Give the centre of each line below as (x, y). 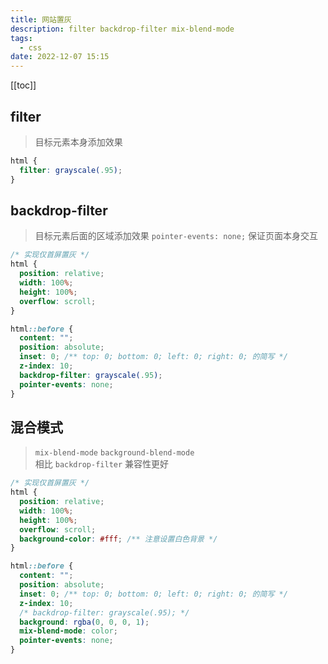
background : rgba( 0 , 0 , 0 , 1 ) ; (84, 622)
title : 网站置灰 (41, 19)
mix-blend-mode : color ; (68, 631)
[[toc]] (23, 85)
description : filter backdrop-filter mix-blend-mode (122, 29)
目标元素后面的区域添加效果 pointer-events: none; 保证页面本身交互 (176, 236)
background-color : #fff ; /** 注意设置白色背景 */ (118, 539)
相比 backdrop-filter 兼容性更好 (102, 464)
